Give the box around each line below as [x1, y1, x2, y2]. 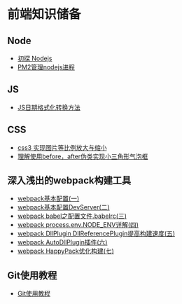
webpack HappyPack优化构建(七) [17, 247, 114, 256]
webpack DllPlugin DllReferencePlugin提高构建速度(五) [17, 229, 176, 238]
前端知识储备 [7, 6, 82, 22]
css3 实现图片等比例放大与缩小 [17, 143, 107, 151]
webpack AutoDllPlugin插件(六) [17, 238, 108, 247]
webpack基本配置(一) [17, 194, 80, 203]
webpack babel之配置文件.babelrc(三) [17, 212, 127, 221]
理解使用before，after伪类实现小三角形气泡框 [17, 152, 148, 160]
